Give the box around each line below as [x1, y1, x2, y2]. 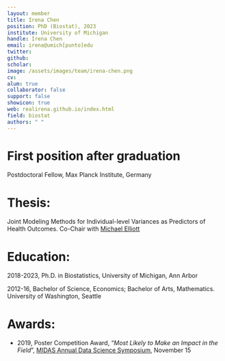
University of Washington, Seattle [7, 292, 101, 301]
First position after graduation [7, 148, 181, 163]
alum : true [7, 80, 38, 87]
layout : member [7, 10, 51, 17]
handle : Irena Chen [7, 36, 63, 43]
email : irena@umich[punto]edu [7, 42, 94, 49]
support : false [7, 93, 51, 100]
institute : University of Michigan [7, 29, 109, 36]
